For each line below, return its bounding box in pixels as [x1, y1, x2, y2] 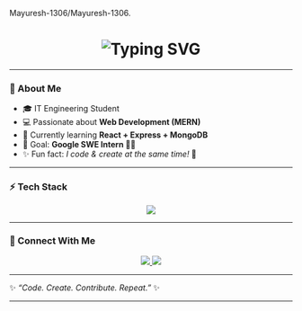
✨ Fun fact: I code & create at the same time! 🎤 [22, 148, 198, 160]
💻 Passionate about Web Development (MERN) [22, 117, 201, 128]
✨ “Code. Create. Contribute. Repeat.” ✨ [9, 282, 160, 293]
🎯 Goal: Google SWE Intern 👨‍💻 [22, 139, 137, 150]
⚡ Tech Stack [9, 181, 67, 193]
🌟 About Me [9, 82, 62, 94]
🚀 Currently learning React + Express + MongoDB [22, 129, 209, 140]
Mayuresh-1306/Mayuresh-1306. [9, 8, 131, 18]
